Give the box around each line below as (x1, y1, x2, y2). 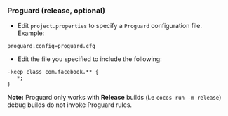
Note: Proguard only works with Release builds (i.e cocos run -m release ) (7, 94, 222, 102)
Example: (17, 29, 45, 37)
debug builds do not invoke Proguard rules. (7, 101, 132, 109)
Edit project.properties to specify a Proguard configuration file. (17, 22, 202, 30)
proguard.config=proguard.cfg (7, 43, 96, 50)
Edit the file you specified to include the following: (17, 55, 163, 63)
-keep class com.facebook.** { (7, 69, 99, 76)
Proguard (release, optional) (7, 6, 105, 15)
